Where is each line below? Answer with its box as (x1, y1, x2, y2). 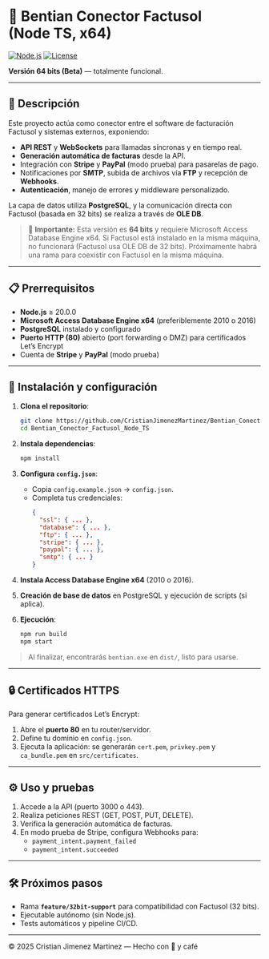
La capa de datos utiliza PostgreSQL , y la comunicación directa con (8, 200, 232, 210)
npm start (19, 637, 54, 646)
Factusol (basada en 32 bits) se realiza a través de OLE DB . (8, 208, 204, 219)
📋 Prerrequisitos (8, 282, 95, 296)
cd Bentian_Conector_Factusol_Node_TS (19, 425, 150, 433)
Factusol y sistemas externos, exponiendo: (8, 127, 150, 136)
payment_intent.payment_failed (31, 837, 137, 846)
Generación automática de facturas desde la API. (19, 151, 186, 160)
